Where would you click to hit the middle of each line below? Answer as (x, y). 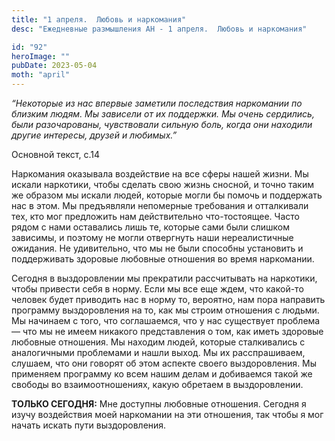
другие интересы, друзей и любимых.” (94, 135)
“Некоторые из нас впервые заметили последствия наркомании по (157, 103)
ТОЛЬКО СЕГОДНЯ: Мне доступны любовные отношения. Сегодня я (159, 404)
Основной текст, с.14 (55, 154)
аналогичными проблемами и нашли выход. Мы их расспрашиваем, (158, 352)
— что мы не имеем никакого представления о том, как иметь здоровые (167, 331)
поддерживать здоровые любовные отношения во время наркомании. (163, 259)
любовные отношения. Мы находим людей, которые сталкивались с (158, 342)
